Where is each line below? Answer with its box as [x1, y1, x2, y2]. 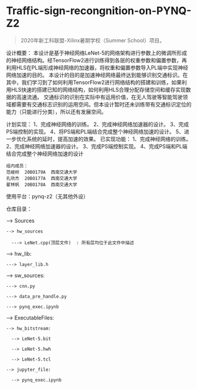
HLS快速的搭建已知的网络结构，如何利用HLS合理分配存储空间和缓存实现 [11, 86, 186, 93]
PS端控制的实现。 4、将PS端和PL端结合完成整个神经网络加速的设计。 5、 [6, 128, 184, 135]
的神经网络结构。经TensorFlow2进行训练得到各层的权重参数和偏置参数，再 [6, 56, 187, 64]
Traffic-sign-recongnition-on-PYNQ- [6, 4, 192, 18]
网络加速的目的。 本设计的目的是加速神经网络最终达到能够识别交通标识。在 [6, 71, 188, 78]
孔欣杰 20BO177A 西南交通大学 [6, 175, 78, 181]
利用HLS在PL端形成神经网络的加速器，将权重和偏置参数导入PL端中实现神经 [6, 64, 189, 71]
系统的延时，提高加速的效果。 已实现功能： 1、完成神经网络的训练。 [26, 135, 192, 142]
